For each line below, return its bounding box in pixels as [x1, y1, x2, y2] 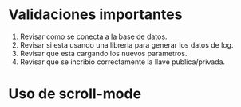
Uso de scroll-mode [8, 85, 142, 103]
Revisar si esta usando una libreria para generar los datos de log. [19, 40, 234, 49]
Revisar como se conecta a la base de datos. [19, 32, 168, 41]
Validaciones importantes [8, 6, 183, 24]
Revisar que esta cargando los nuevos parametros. [19, 48, 188, 58]
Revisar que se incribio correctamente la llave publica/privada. [19, 57, 226, 67]
